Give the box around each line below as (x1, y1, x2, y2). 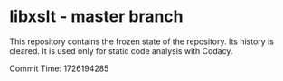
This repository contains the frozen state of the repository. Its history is (9, 36, 274, 47)
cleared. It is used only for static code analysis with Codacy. (9, 45, 233, 56)
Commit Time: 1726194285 (9, 63, 109, 74)
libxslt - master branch (9, 6, 184, 27)
